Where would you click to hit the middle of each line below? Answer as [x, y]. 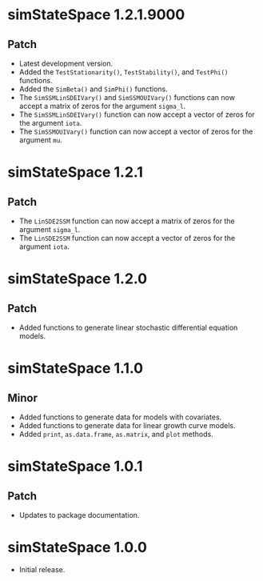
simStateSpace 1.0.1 [75, 467]
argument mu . [41, 140]
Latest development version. [66, 63]
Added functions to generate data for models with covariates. [120, 417]
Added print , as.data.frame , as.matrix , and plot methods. [116, 434]
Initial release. [42, 569]
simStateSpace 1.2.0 [78, 279]
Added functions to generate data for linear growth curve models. [127, 425]
